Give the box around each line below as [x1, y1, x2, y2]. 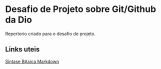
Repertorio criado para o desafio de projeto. [5, 30, 96, 36]
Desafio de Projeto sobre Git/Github [5, 3, 156, 15]
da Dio [5, 14, 32, 25]
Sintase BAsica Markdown [5, 58, 59, 64]
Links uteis [5, 45, 40, 53]
